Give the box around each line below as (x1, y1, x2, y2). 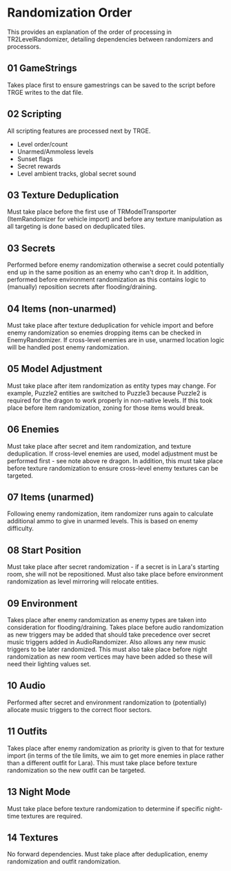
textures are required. (21, 812, 83, 820)
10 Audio (7, 680, 46, 692)
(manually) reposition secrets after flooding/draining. (7, 283, 157, 291)
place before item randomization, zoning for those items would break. (7, 403, 205, 412)
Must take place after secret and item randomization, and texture (7, 442, 192, 450)
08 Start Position (7, 544, 81, 556)
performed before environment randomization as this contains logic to (7, 275, 206, 284)
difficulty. (7, 524, 34, 533)
